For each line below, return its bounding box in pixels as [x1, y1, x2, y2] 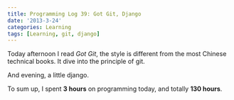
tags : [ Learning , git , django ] [7, 30, 100, 38]
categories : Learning [7, 23, 72, 30]
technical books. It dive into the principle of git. [7, 57, 146, 66]
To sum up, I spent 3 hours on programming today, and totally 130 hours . [7, 84, 223, 93]
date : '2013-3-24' [7, 17, 62, 24]
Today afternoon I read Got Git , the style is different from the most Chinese [7, 50, 227, 58]
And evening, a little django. [7, 71, 89, 79]
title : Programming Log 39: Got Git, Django [7, 10, 142, 18]
